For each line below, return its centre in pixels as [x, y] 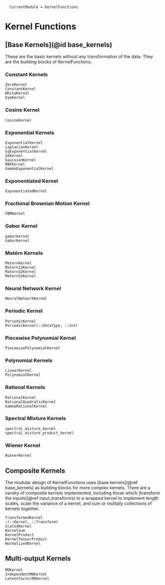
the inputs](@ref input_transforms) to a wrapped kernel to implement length [82, 498]
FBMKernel [15, 214]
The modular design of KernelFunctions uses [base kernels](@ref [71, 482]
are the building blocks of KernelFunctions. [49, 62]
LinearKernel [18, 371]
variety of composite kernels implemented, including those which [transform [83, 493]
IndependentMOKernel [26, 574]
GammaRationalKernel [26, 406]
